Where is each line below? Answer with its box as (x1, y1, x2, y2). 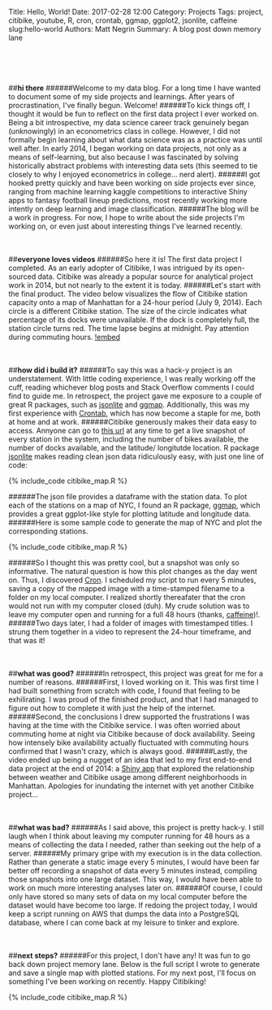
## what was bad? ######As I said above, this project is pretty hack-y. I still (8, 823, 265, 832)
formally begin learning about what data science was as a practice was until (8, 135, 262, 145)
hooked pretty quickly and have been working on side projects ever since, (8, 178, 257, 188)
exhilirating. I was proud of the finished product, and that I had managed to (8, 694, 259, 704)
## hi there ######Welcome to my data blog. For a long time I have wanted (8, 83, 261, 93)
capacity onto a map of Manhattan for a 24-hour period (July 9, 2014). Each (8, 298, 262, 307)
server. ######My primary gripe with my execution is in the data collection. (8, 849, 262, 858)
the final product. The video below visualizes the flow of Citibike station (8, 289, 248, 298)
